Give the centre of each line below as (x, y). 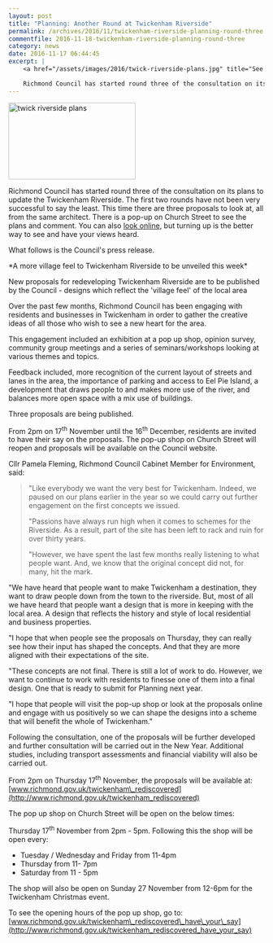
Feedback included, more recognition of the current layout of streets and (130, 372)
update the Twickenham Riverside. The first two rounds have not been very (134, 200)
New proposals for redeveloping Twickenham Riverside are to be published (134, 281)
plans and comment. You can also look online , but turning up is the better (131, 226)
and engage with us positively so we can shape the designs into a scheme (133, 713)
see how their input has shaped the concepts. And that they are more (124, 647)
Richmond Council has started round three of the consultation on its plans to (136, 191)
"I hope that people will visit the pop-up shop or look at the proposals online (135, 704)
